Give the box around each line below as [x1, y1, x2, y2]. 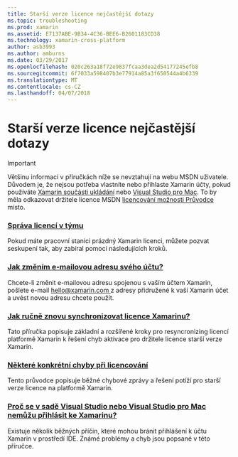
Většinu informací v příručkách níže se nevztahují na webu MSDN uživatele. [7, 173, 229, 181]
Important [7, 159, 36, 168]
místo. [7, 203, 26, 212]
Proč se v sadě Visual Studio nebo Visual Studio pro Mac [7, 402, 207, 412]
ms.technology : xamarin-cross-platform [7, 37, 126, 44]
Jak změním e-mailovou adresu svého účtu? [7, 262, 163, 272]
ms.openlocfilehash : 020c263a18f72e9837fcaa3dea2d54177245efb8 [7, 63, 199, 70]
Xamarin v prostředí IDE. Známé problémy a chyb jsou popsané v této [7, 434, 211, 443]
